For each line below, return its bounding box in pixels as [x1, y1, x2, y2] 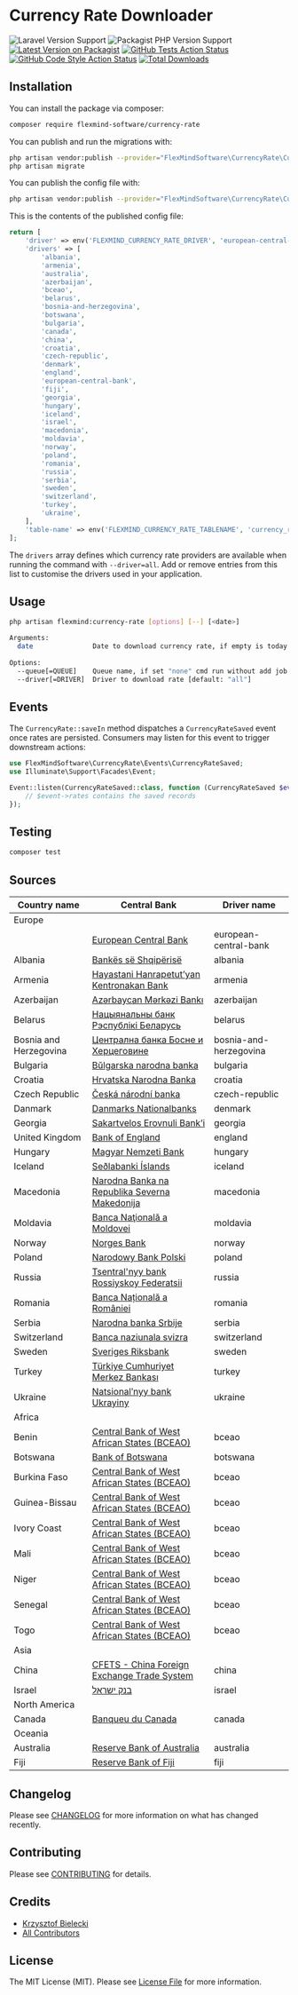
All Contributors [21, 1928, 80, 1938]
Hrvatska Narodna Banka [91, 1073, 197, 1086]
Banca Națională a [91, 1291, 169, 1303]
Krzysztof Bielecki [21, 1918, 89, 1928]
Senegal [13, 1599, 49, 1611]
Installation [9, 79, 73, 94]
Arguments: [9, 634, 50, 643]
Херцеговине [91, 1045, 149, 1057]
